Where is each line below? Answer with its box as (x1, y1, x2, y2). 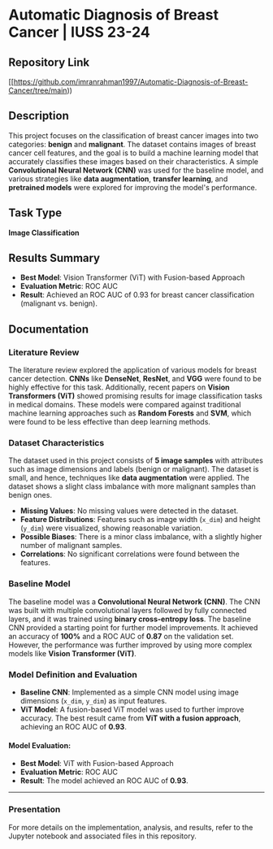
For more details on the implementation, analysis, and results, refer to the (8, 822, 253, 832)
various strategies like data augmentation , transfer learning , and (8, 173, 228, 184)
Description (8, 109, 69, 123)
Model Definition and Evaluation (8, 668, 138, 680)
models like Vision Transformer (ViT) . (8, 648, 136, 658)
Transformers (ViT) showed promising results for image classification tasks (8, 391, 262, 401)
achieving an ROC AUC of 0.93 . (19, 722, 128, 732)
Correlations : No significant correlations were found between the (19, 549, 240, 559)
